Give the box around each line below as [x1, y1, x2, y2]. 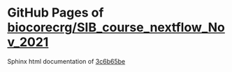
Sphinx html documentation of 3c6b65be [7, 57, 126, 65]
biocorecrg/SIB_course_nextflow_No [7, 19, 226, 35]
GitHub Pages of [7, 5, 104, 21]
